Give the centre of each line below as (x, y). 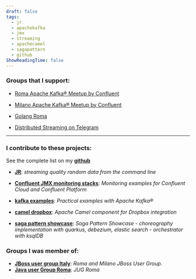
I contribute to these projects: (49, 148)
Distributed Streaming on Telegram (57, 127)
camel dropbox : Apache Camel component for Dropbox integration (95, 212)
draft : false (22, 11)
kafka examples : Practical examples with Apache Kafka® (84, 201)
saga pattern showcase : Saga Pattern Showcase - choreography (94, 224)
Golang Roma (31, 116)
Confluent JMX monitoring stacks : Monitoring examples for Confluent (100, 183)
